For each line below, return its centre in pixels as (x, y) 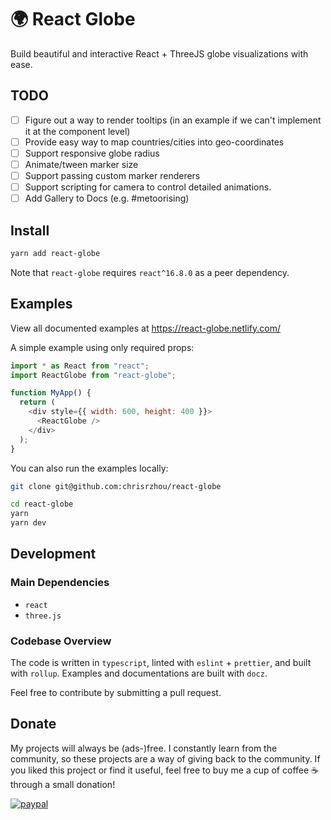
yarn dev (28, 523)
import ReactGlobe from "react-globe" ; (93, 375)
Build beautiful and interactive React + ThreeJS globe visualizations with (159, 53)
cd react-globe (42, 504)
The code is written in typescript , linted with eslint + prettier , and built (161, 663)
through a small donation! (63, 784)
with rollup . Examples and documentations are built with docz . (139, 673)
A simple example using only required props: (102, 347)
